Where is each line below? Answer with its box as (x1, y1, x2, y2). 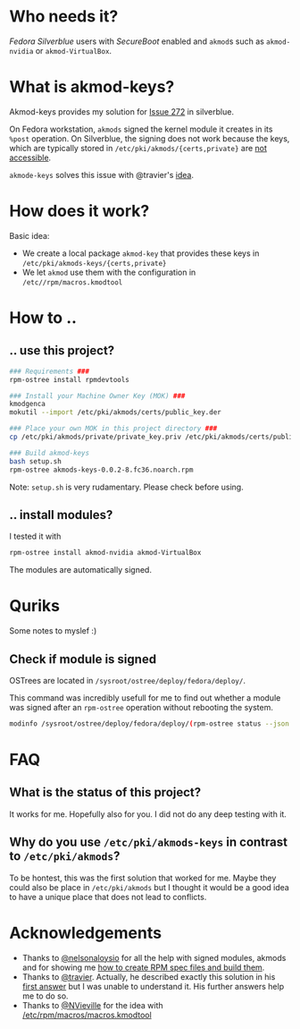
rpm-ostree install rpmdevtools (9, 375, 129, 384)
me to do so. (21, 991, 69, 1001)
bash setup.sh (9, 456, 62, 466)
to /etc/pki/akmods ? (9, 848, 121, 864)
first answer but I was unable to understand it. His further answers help (21, 981, 284, 991)
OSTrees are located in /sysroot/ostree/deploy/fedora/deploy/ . (9, 676, 246, 685)
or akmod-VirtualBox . (35, 45, 112, 55)
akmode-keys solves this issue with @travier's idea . (9, 169, 195, 180)
